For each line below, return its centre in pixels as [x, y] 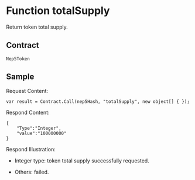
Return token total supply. [37, 27]
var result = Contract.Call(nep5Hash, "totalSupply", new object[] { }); [98, 101]
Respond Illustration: [31, 149]
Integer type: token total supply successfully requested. [82, 160]
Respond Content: [28, 112]
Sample [20, 77]
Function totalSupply [58, 11]
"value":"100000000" [42, 133]
